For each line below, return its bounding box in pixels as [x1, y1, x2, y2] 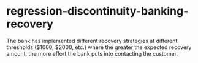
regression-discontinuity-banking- [6, 4, 189, 18]
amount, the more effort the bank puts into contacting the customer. [6, 50, 178, 57]
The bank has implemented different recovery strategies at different [6, 37, 178, 44]
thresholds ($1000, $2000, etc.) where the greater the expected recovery [6, 44, 192, 51]
